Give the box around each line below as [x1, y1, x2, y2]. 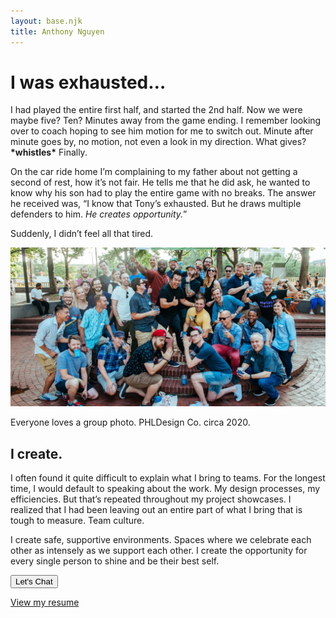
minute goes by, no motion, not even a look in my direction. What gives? [10, 136, 307, 148]
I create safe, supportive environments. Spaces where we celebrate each [10, 534, 312, 546]
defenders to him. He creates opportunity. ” [10, 208, 188, 220]
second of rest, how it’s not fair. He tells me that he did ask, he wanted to [10, 176, 311, 189]
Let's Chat [15, 576, 53, 587]
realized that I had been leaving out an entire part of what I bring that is [10, 504, 303, 516]
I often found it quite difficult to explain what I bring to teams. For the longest [10, 472, 326, 484]
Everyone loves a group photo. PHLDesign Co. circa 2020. [10, 416, 251, 429]
